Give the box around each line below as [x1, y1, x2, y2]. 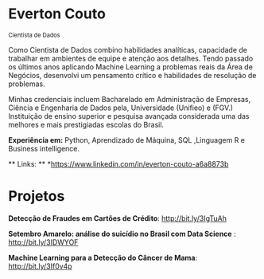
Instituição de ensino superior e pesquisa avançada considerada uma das [8, 111, 250, 120]
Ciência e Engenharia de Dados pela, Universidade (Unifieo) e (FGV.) [8, 103, 233, 112]
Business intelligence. [8, 143, 80, 153]
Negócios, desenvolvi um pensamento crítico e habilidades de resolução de [8, 70, 257, 80]
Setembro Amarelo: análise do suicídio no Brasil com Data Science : [8, 229, 236, 238]
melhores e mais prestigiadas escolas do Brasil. [8, 120, 165, 129]
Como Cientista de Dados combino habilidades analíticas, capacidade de [8, 45, 248, 54]
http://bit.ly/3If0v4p [8, 261, 73, 271]
